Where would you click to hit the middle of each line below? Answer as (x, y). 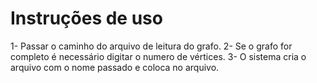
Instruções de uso (86, 18)
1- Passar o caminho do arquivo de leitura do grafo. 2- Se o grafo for (151, 46)
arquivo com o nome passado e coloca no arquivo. (115, 67)
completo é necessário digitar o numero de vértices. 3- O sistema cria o (158, 56)
